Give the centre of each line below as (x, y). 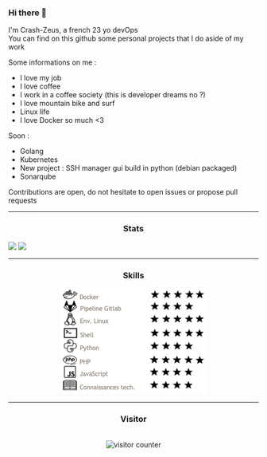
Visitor (133, 419)
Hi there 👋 (28, 13)
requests (23, 201)
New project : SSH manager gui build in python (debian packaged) (128, 168)
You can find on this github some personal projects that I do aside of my (126, 38)
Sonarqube (38, 177)
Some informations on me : (52, 62)
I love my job (41, 78)
